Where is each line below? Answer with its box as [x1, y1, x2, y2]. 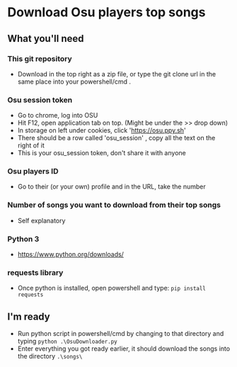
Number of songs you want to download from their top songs [7, 200, 221, 210]
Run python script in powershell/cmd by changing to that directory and [17, 329, 224, 338]
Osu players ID [7, 166, 59, 176]
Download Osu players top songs [7, 4, 206, 21]
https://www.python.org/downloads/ [17, 250, 124, 259]
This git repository [7, 54, 72, 64]
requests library [7, 267, 64, 277]
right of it [17, 141, 45, 149]
